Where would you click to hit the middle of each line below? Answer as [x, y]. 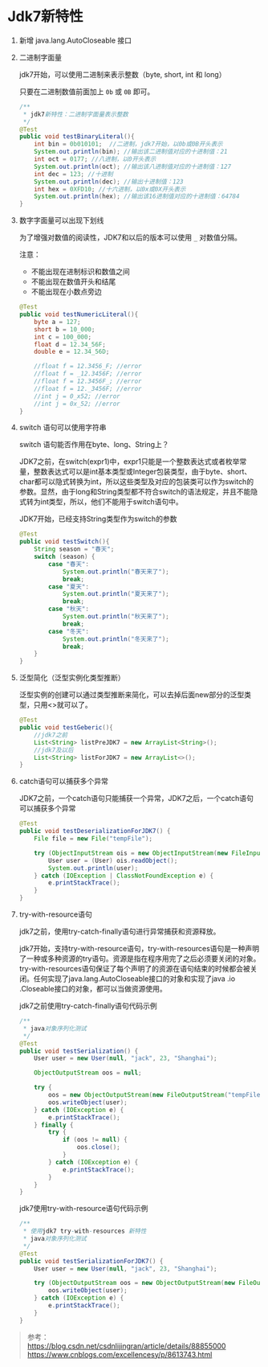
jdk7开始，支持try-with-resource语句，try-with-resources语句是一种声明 [139, 949]
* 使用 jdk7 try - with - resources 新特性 [85, 1231]
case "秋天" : [69, 609]
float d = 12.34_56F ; [70, 344]
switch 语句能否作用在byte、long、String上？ [94, 445]
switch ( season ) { [65, 557]
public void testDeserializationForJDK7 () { [95, 831]
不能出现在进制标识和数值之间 [80, 272]
